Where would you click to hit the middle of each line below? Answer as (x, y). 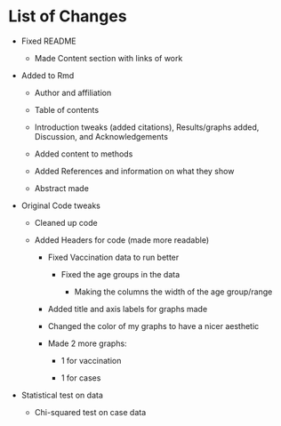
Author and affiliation (73, 92)
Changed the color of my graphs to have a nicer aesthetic (153, 326)
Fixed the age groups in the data (120, 274)
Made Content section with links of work (108, 58)
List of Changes (68, 16)
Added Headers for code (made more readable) (122, 240)
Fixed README (48, 41)
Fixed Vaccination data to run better (113, 257)
